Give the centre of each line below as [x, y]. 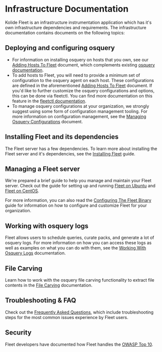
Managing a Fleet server [42, 169]
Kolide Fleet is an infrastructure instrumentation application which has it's [78, 22]
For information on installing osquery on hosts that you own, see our [80, 60]
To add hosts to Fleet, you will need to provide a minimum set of [76, 75]
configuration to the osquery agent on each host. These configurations [83, 80]
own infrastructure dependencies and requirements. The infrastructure [76, 27]
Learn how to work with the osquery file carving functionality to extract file [80, 280]
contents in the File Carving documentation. [49, 285]
